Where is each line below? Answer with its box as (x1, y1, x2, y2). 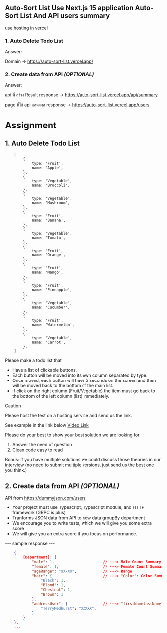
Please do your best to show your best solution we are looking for (5, 432, 140, 438)
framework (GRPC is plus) (12, 510, 66, 516)
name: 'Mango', (31, 270, 64, 275)
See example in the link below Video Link (5, 422, 89, 428)
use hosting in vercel (5, 25, 48, 31)
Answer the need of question (12, 442, 72, 448)
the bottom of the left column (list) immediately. (12, 393, 110, 399)
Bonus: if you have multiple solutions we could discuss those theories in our (5, 457, 161, 463)
